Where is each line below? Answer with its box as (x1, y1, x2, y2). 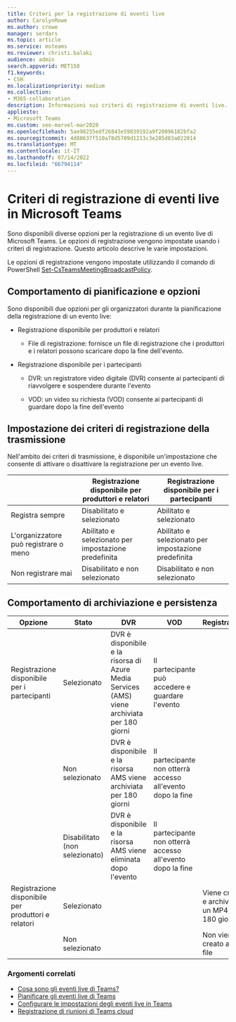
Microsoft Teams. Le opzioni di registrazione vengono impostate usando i (7, 236, 220, 245)
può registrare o (11, 539, 64, 549)
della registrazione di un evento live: (7, 312, 112, 320)
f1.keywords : (7, 69, 46, 76)
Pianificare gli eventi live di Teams (17, 992, 116, 1001)
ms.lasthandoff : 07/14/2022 (7, 154, 90, 162)
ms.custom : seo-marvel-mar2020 (7, 121, 99, 129)
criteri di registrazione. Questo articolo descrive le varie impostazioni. (7, 244, 209, 253)
